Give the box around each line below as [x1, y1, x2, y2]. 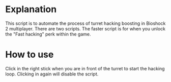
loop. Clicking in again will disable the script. [5, 71, 99, 77]
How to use [5, 49, 54, 60]
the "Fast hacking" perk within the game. [5, 31, 91, 37]
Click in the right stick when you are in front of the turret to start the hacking [5, 65, 165, 71]
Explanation [5, 4, 57, 15]
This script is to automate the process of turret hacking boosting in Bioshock [5, 20, 166, 26]
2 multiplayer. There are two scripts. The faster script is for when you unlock [5, 25, 165, 31]
